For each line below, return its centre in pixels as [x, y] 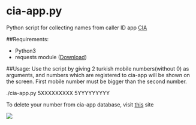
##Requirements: [28, 39]
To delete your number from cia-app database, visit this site [80, 104]
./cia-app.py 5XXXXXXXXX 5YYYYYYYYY [58, 93]
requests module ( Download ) [51, 57]
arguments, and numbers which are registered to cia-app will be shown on [98, 75]
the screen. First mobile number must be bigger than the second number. [97, 81]
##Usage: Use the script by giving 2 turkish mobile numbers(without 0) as [98, 68]
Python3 [25, 51]
